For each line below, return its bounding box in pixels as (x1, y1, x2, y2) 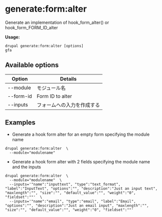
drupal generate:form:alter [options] (5, 43, 84, 48)
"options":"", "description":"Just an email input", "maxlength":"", (5, 203, 149, 208)
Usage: (5, 34, 20, 40)
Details (60, 75, 77, 82)
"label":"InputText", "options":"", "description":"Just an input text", (5, 186, 158, 191)
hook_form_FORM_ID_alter (5, 24, 58, 30)
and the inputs (12, 164, 41, 170)
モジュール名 (36, 84, 66, 91)
